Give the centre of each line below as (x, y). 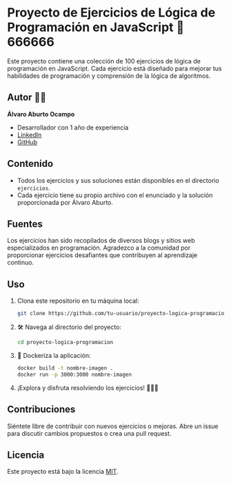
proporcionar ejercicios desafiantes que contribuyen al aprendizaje (102, 255)
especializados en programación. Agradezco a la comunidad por (99, 248)
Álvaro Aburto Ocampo (41, 114)
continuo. (21, 263)
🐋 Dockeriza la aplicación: (54, 355)
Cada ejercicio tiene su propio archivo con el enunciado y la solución (115, 195)
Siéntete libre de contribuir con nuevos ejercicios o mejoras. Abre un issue (113, 426)
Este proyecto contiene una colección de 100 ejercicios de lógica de (104, 61)
